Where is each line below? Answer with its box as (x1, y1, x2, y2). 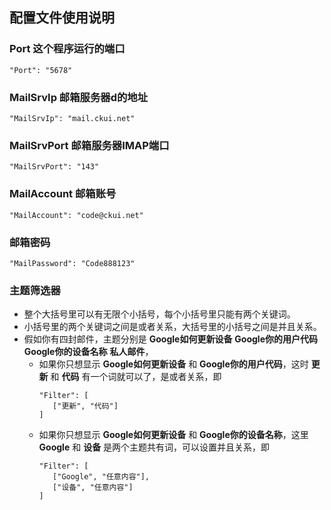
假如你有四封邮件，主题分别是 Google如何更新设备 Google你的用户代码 (23, 333, 319, 345)
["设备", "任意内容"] (52, 483, 134, 493)
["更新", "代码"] (52, 401, 119, 412)
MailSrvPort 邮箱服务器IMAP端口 (9, 138, 170, 152)
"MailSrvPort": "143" (9, 162, 100, 172)
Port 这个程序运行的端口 (9, 42, 126, 56)
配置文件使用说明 (9, 9, 115, 27)
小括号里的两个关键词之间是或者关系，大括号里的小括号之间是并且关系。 (23, 321, 322, 333)
